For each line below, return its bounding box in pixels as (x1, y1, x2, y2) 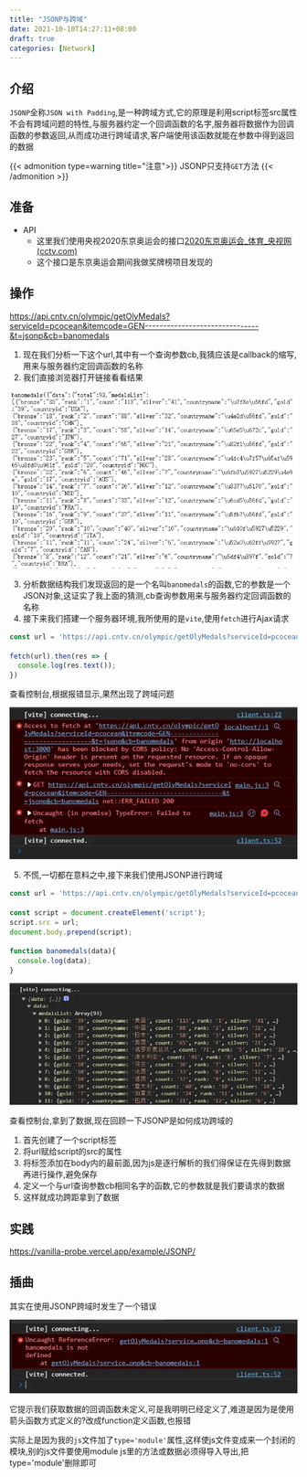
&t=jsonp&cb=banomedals (9, 330, 110, 341)
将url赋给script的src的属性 (22, 1146, 122, 1157)
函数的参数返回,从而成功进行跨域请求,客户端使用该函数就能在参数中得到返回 (9, 130, 295, 141)
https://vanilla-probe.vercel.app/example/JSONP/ (9, 1246, 196, 1257)
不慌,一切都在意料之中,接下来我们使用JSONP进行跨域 (22, 869, 224, 881)
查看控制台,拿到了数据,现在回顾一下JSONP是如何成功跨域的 (9, 1115, 234, 1126)
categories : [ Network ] (9, 44, 96, 53)
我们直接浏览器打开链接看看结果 (22, 371, 143, 383)
